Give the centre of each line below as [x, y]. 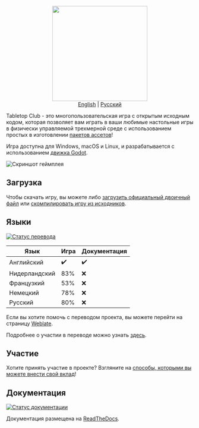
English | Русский [100, 104]
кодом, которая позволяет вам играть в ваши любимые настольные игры [100, 122]
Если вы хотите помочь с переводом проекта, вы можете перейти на [94, 317]
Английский [26, 263]
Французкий [27, 283]
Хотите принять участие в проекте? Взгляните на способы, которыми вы [99, 368]
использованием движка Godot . [47, 152]
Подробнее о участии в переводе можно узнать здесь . [76, 335]
